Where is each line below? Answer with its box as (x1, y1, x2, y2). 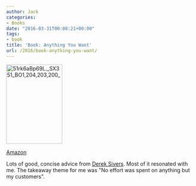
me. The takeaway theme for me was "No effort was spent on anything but (6, 166, 190, 173)
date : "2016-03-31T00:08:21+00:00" (6, 25, 95, 32)
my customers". (6, 173, 45, 180)
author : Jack (6, 8, 39, 15)
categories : (6, 14, 36, 20)
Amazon (6, 148, 27, 155)
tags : (6, 31, 20, 37)
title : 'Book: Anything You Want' (6, 42, 93, 48)
